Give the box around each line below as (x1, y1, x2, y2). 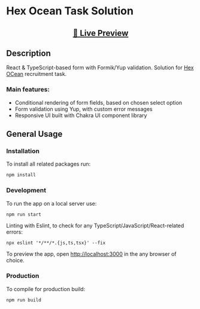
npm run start (6, 211, 42, 218)
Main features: (6, 85, 50, 94)
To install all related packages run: (6, 160, 91, 168)
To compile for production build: (6, 285, 86, 292)
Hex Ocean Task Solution (6, 4, 134, 18)
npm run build (6, 297, 42, 303)
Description (6, 48, 51, 58)
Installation (6, 147, 40, 155)
